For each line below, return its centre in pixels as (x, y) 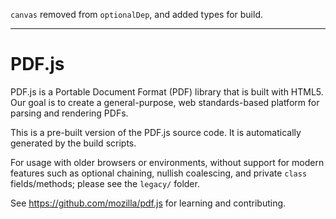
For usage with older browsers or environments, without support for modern (167, 162)
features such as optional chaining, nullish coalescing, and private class (159, 173)
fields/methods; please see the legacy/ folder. (105, 183)
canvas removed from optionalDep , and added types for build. (136, 14)
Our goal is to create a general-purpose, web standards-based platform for (165, 102)
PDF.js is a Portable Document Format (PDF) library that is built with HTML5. (167, 91)
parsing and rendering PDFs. (69, 113)
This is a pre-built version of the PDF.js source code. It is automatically (156, 132)
